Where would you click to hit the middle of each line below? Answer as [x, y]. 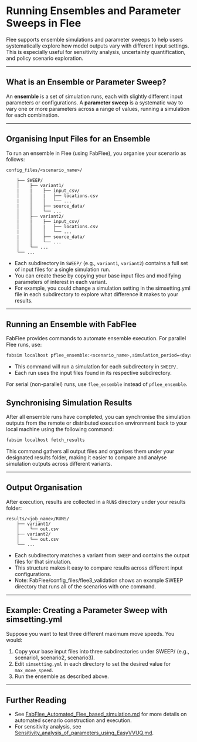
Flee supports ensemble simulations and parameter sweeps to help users [95, 39]
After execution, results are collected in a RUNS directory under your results [96, 502]
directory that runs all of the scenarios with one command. [85, 586]
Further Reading [36, 700]
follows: [16, 159]
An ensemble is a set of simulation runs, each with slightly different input [94, 96]
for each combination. [33, 115]
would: [14, 640]
